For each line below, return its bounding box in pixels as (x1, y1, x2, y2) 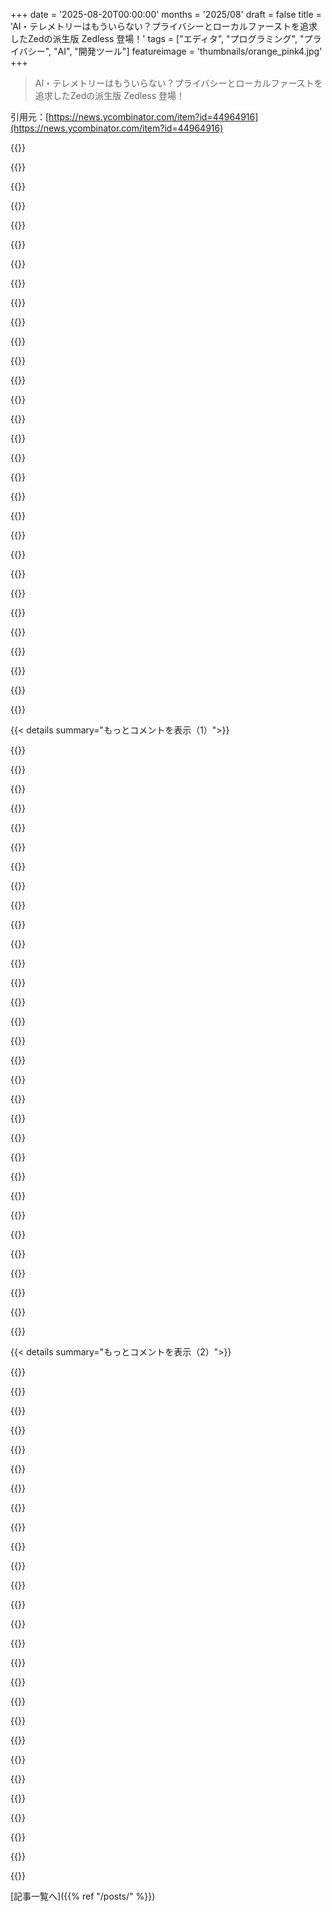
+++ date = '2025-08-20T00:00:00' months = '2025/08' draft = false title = (10, 9, 322, 20)
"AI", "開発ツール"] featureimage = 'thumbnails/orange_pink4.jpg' (53, 45, 323, 57)
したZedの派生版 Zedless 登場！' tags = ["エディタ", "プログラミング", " (10, 33, 305, 44)
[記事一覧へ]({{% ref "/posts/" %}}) (10, 1890, 156, 1902)
